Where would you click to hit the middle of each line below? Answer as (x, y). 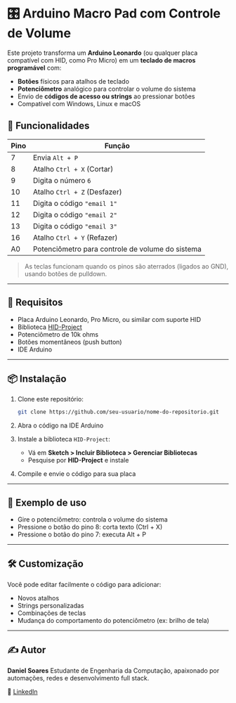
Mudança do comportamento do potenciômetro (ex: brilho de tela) (113, 620)
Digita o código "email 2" (75, 214)
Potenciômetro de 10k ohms (58, 334)
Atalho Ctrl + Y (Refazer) (75, 238)
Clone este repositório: (51, 399)
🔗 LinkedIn (22, 691)
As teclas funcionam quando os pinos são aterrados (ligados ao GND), (126, 266)
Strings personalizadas (51, 605)
